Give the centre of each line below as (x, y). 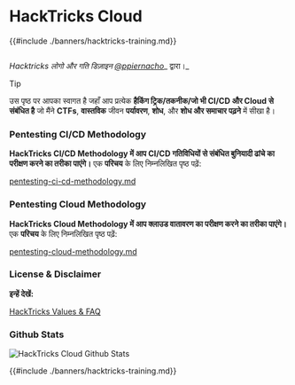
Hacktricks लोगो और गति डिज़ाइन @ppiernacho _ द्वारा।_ (99, 66)
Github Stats (37, 334)
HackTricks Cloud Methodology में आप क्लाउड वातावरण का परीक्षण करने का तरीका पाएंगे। (148, 224)
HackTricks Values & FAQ (55, 311)
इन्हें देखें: (21, 294)
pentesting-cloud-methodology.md (73, 251)
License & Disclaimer (55, 274)
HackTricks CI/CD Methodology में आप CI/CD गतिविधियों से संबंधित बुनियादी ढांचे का (142, 153)
